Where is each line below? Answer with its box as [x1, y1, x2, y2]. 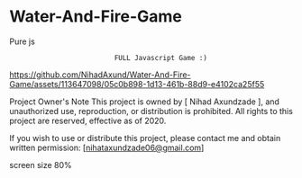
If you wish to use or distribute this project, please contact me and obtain [9, 132, 281, 143]
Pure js [9, 36, 36, 47]
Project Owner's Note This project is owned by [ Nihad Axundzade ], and [9, 96, 279, 107]
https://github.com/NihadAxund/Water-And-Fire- [9, 69, 191, 80]
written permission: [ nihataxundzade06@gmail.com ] [9, 142, 205, 153]
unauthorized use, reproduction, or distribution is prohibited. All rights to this [9, 105, 293, 116]
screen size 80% [9, 159, 72, 170]
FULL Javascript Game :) [114, 53, 207, 62]
